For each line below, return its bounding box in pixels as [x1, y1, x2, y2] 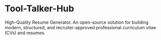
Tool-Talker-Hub [4, 3, 74, 14]
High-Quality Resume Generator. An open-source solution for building [4, 19, 148, 25]
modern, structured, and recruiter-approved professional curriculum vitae [4, 24, 156, 30]
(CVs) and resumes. [4, 30, 46, 36]
